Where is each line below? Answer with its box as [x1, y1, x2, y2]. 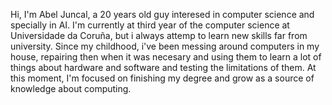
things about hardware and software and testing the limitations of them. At [10, 62, 317, 73]
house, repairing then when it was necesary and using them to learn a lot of [10, 51, 322, 63]
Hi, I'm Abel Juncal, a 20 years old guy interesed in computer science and [10, 9, 315, 20]
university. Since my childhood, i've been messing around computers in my [10, 40, 320, 52]
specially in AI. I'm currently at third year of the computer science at [10, 19, 290, 31]
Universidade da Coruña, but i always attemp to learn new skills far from [10, 30, 308, 41]
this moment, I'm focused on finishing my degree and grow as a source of [10, 72, 315, 84]
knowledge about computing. [10, 83, 132, 94]
